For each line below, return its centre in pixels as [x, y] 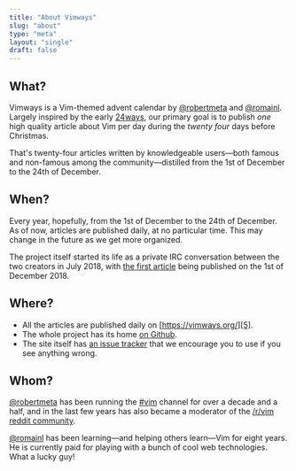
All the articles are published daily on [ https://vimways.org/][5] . [137, 325]
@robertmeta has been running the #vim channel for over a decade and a [144, 402]
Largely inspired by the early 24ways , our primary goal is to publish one [140, 117]
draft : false [33, 50]
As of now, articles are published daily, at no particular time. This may [136, 230]
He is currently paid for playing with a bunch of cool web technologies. [138, 447]
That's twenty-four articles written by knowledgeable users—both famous [144, 152]
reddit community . [43, 421]
